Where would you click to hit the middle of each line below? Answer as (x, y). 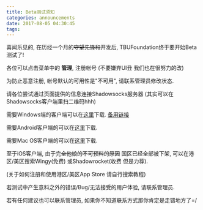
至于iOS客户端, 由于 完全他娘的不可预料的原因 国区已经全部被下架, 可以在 (98, 154)
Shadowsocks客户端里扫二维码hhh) (51, 102)
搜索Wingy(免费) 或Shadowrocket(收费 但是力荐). (86, 161)
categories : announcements (41, 18)
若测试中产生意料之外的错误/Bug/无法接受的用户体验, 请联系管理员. (91, 187)
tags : (13, 29)
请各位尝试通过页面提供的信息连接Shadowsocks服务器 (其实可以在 (90, 94)
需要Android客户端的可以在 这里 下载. (52, 128)
